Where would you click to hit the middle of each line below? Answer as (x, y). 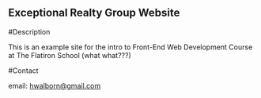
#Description (29, 31)
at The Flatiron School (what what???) (70, 55)
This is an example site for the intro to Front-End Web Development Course (130, 47)
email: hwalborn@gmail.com (55, 85)
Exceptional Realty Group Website (94, 13)
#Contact (23, 71)
